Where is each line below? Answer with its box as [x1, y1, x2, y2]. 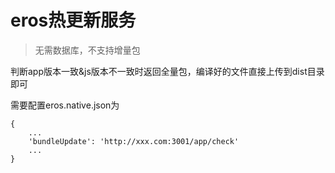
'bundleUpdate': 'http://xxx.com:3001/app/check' [28, 136, 240, 146]
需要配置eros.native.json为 [10, 99, 120, 111]
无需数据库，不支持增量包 [34, 44, 141, 56]
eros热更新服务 [10, 9, 137, 32]
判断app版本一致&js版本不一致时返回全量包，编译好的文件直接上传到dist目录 [10, 65, 325, 77]
